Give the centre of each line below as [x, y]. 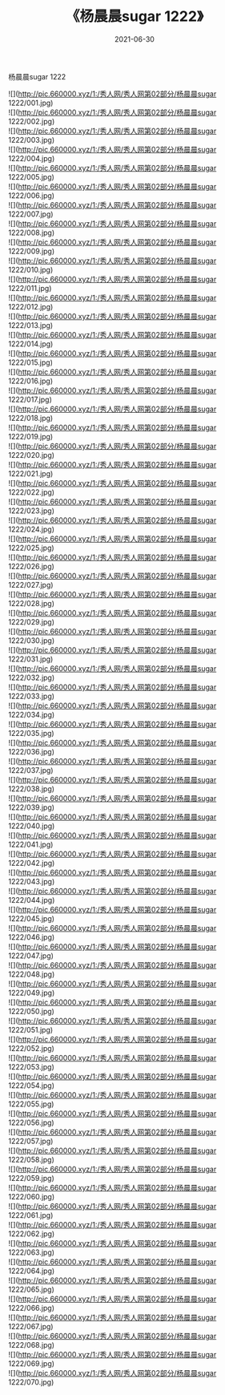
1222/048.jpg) [32, 974]
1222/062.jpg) [32, 1233]
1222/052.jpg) [31, 1048]
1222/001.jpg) [31, 103]
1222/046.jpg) [32, 937]
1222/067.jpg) [31, 1326]
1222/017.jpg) [30, 399]
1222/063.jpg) [31, 1252]
